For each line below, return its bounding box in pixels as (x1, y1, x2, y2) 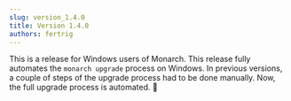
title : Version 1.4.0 (9, 21, 90, 30)
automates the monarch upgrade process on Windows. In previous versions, (9, 63, 283, 74)
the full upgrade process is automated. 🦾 (9, 82, 158, 93)
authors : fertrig (9, 29, 74, 38)
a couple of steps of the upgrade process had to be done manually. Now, (9, 73, 276, 83)
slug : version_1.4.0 (9, 12, 86, 22)
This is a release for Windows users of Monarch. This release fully (9, 54, 251, 65)
